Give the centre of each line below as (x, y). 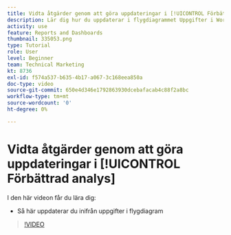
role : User (23, 52)
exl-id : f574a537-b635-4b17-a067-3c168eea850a (75, 77)
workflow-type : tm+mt (38, 97)
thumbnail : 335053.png (40, 39)
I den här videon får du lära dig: (52, 197)
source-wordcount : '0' (40, 103)
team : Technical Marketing (46, 65)
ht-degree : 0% (27, 109)
